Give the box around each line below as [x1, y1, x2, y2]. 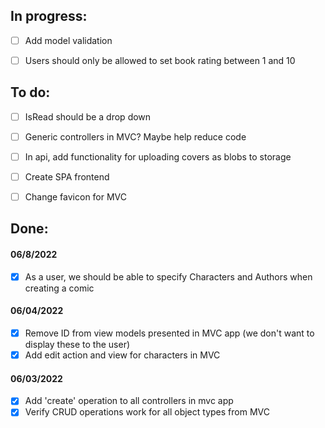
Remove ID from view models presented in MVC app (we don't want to [24, 327, 315, 339]
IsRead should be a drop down [24, 110, 152, 123]
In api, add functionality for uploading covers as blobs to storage [24, 150, 292, 163]
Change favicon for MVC [24, 191, 128, 203]
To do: [10, 84, 51, 101]
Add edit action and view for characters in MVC [24, 349, 221, 361]
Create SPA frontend [24, 170, 110, 183]
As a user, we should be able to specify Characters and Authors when [24, 270, 313, 283]
